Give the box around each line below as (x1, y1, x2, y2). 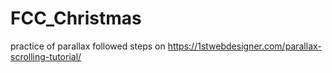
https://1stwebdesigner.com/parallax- (167, 40, 322, 52)
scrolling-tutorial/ (10, 50, 82, 62)
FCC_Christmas (10, 7, 142, 30)
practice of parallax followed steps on (10, 40, 166, 52)
